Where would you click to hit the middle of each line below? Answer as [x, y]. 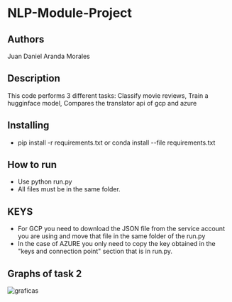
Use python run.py [45, 181]
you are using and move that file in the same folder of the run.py [111, 236]
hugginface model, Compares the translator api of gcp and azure [102, 103]
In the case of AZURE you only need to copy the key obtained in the [116, 244]
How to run [32, 165]
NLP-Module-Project [70, 13]
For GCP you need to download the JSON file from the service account [121, 229]
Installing [28, 125]
